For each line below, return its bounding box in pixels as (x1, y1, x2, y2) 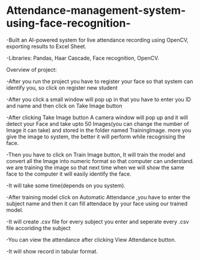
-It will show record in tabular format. (6, 247, 98, 255)
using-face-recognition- (6, 16, 131, 30)
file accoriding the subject (6, 224, 71, 232)
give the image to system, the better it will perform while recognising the (6, 133, 186, 140)
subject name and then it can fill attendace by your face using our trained (6, 200, 188, 207)
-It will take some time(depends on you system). (6, 182, 126, 189)
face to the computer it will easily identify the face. (6, 170, 132, 178)
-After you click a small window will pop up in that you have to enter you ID (6, 96, 191, 103)
